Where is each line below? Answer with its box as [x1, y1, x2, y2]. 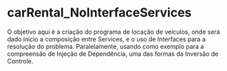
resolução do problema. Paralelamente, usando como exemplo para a [7, 42, 204, 50]
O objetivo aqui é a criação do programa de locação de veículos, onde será [7, 28, 220, 36]
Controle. [7, 57, 34, 65]
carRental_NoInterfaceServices [7, 5, 192, 21]
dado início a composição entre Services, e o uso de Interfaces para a [7, 34, 206, 43]
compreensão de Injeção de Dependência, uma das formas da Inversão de [7, 50, 219, 58]
